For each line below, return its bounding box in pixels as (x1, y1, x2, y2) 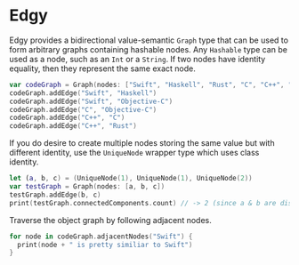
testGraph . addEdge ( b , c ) (9, 190, 101, 199)
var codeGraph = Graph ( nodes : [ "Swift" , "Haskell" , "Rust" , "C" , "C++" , (9, 80, 285, 89)
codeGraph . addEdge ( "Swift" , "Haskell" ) (9, 88, 158, 98)
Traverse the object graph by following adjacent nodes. (9, 214, 212, 225)
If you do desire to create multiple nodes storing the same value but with (9, 138, 275, 149)
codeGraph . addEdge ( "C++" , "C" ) (9, 113, 125, 123)
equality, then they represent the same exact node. (9, 63, 196, 74)
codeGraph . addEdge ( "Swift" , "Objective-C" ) (9, 97, 174, 106)
